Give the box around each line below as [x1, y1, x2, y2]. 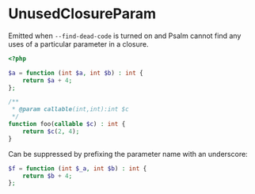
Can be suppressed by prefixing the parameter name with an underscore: [8, 149, 248, 158]
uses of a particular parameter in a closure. [8, 39, 149, 48]
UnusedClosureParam [8, 5, 157, 23]
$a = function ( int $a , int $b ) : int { [8, 69, 144, 77]
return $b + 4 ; [22, 172, 73, 180]
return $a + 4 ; [22, 76, 73, 84]
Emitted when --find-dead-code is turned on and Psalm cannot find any [8, 31, 242, 40]
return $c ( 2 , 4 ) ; [22, 127, 80, 135]
